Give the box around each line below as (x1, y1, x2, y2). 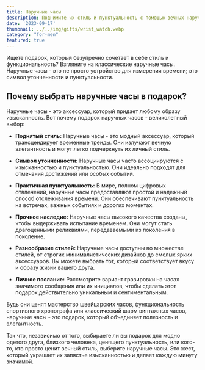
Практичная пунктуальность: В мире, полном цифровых (15, 181, 166, 189)
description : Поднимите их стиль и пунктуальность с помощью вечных (6, 15, 184, 21)
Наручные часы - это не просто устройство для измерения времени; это (6, 67, 198, 74)
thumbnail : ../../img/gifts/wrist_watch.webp (6, 26, 124, 32)
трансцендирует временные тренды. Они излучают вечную (15, 139, 172, 146)
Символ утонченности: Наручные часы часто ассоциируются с (15, 157, 184, 164)
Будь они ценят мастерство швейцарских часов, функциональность (6, 300, 185, 308)
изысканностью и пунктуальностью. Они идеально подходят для (15, 163, 186, 171)
